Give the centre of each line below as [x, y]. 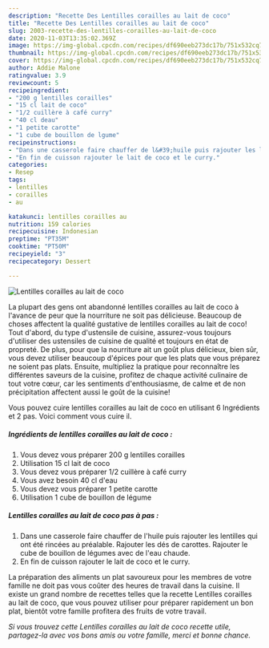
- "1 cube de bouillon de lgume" [64, 135]
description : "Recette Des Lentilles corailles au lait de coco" [119, 16]
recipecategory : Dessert [50, 261]
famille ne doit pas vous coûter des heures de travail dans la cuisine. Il [124, 585]
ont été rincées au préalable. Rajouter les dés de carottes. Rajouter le [134, 544]
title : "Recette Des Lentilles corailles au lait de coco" [109, 23]
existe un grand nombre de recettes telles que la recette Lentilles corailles [130, 593]
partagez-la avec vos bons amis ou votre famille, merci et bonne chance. [129, 635]
